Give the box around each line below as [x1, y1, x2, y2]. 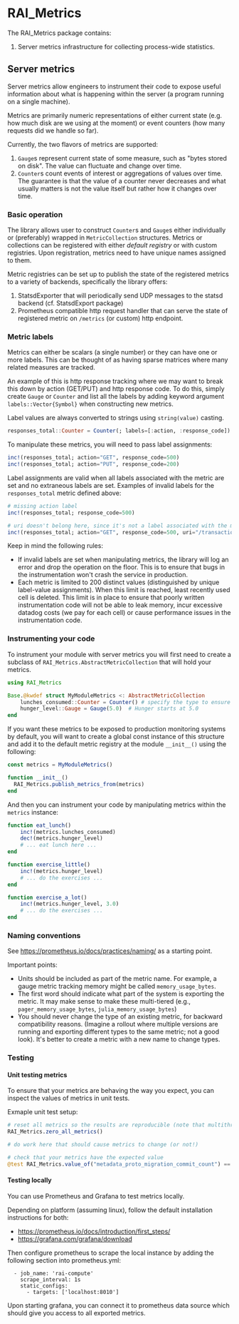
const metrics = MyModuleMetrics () [7, 761, 113, 768]
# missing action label [7, 502, 78, 509]
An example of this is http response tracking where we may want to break [7, 377, 223, 386]
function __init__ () [7, 774, 69, 782]
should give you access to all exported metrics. [7, 1309, 146, 1318]
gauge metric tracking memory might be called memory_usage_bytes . [17, 982, 216, 991]
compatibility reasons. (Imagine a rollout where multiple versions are [17, 1020, 218, 1029]
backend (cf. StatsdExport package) [17, 299, 124, 307]
